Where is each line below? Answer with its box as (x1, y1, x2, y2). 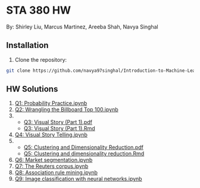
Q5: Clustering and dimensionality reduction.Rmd (23, 150, 145, 157)
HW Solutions (6, 84, 58, 94)
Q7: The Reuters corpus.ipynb (14, 162, 89, 170)
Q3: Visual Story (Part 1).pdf (23, 119, 93, 126)
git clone (6, 68, 31, 74)
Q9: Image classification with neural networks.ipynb (14, 176, 142, 183)
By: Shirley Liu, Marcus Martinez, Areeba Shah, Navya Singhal (6, 23, 159, 30)
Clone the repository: (14, 56, 67, 63)
